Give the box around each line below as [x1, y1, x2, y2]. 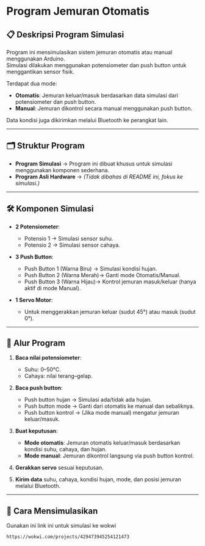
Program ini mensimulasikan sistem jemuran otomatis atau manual [6, 49, 173, 56]
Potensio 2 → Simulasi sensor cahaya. [24, 241, 120, 249]
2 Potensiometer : [15, 223, 60, 230]
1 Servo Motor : [15, 296, 53, 304]
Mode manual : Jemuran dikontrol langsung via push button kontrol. [24, 452, 194, 459]
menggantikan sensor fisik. [6, 68, 74, 75]
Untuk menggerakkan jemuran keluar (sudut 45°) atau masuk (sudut [24, 308, 196, 315]
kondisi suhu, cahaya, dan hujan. [24, 446, 107, 453]
